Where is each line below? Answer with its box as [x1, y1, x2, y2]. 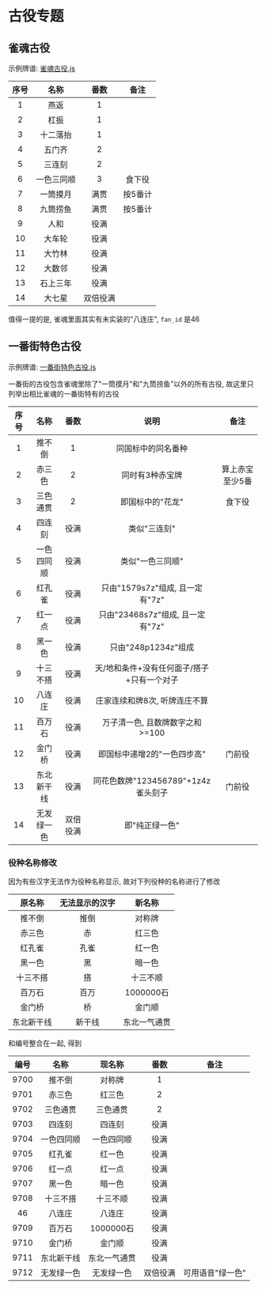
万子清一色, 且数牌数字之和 [101, 717, 202, 728]
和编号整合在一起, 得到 [8, 1038, 82, 1048]
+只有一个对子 [125, 674, 179, 685]
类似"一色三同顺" [120, 555, 184, 567]
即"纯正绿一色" [123, 820, 180, 831]
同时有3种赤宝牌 [121, 469, 183, 480]
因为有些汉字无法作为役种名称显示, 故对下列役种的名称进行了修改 [8, 877, 220, 886]
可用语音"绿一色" [183, 1268, 247, 1279]
